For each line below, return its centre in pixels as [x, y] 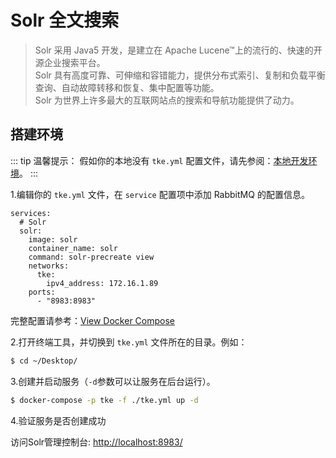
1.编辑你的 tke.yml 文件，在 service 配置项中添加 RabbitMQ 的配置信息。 [160, 194]
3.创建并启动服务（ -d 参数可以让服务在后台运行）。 [113, 381]
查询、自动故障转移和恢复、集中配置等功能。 [127, 87]
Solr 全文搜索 [65, 20]
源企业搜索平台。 [70, 62]
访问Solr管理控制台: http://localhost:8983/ [96, 442]
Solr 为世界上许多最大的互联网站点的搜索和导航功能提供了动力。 [167, 100]
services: [31, 213]
